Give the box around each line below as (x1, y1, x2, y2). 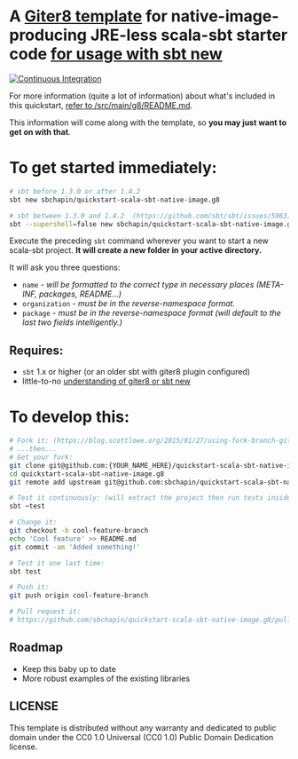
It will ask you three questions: (9, 262, 121, 273)
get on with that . (9, 126, 71, 137)
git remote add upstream (9, 478, 101, 486)
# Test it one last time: (9, 558, 105, 567)
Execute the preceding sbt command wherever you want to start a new (9, 235, 269, 246)
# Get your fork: (9, 453, 74, 462)
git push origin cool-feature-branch (9, 591, 149, 600)
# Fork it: (9, 437, 50, 446)
